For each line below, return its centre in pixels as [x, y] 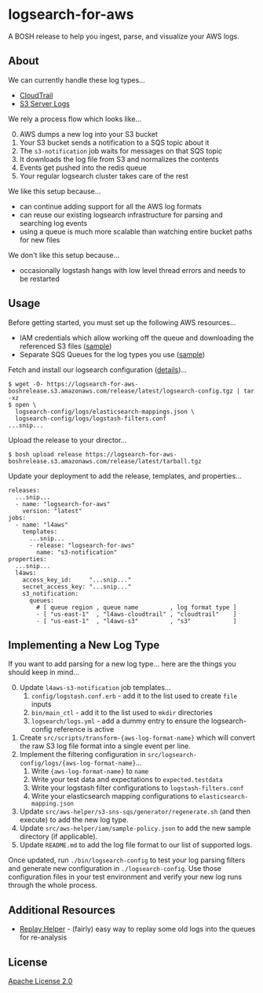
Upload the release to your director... [68, 440]
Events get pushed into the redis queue [83, 168]
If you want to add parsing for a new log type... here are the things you [122, 664]
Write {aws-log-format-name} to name [90, 771]
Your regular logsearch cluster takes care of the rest [104, 175]
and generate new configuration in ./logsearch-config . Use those [115, 869]
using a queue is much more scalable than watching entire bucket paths [136, 231]
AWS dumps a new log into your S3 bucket [89, 134]
